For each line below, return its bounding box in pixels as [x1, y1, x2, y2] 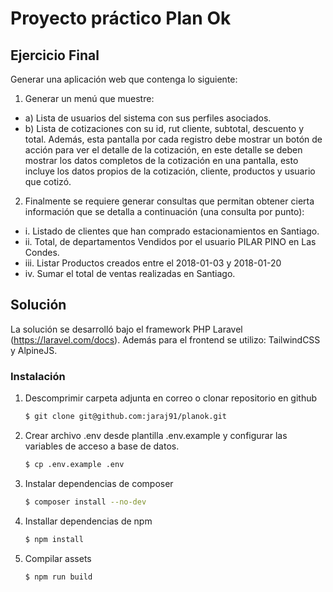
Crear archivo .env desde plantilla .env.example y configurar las [24, 429, 288, 441]
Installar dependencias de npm [24, 515, 153, 527]
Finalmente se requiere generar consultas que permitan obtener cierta [24, 195, 315, 207]
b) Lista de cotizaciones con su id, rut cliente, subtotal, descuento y [24, 123, 304, 134]
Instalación [10, 369, 66, 383]
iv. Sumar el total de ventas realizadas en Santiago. [24, 268, 236, 279]
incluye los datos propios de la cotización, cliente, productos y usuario [24, 165, 316, 177]
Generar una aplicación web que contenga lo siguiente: [10, 73, 238, 85]
